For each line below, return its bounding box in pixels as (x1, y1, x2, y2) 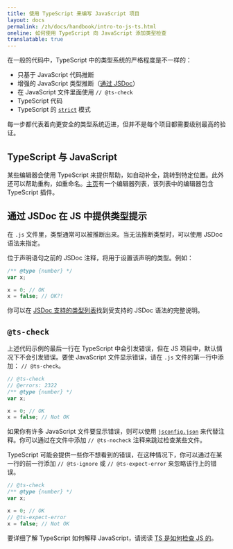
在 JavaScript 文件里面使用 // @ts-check (17, 88, 133, 96)
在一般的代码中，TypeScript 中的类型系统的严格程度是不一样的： (7, 56, 192, 65)
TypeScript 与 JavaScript (7, 151, 118, 163)
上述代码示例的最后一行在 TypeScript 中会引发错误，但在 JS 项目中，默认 (7, 344, 217, 353)
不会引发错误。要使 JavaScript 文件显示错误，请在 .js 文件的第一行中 (19, 353, 218, 362)
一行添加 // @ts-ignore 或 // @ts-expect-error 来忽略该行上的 (31, 459, 211, 468)
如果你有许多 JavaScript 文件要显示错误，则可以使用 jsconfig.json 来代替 (7, 428, 219, 436)
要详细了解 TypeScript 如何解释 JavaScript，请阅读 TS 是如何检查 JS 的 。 (7, 534, 218, 542)
